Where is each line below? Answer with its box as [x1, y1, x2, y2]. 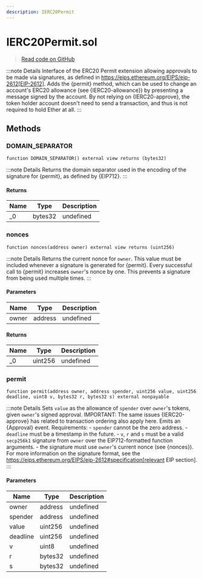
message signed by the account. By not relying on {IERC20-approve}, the [6, 92, 190, 100]
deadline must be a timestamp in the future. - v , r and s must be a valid [6, 430, 184, 438]
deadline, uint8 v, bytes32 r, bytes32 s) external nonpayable [6, 394, 170, 400]
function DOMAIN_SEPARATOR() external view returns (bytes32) [6, 156, 167, 162]
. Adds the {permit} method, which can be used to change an [44, 80, 197, 87]
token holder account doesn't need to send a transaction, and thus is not [6, 99, 188, 106]
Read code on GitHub [21, 55, 75, 63]
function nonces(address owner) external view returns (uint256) [6, 244, 175, 250]
